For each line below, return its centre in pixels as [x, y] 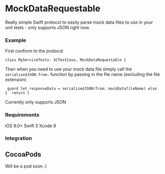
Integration [19, 139]
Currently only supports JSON [36, 102]
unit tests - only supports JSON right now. [48, 27]
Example [16, 40]
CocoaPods [23, 154]
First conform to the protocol [34, 51]
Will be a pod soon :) [26, 166]
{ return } [17, 93]
